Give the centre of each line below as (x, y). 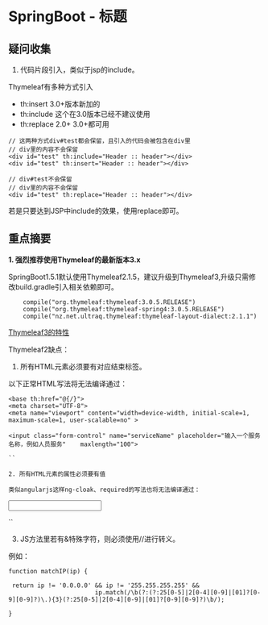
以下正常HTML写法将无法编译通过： (68, 383)
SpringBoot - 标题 (68, 17)
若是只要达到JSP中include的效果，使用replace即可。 (96, 211)
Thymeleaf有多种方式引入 (51, 87)
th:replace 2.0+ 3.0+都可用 (65, 124)
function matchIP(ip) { (48, 571)
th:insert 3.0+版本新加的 (60, 104)
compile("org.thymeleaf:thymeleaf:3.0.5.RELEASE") (109, 302)
